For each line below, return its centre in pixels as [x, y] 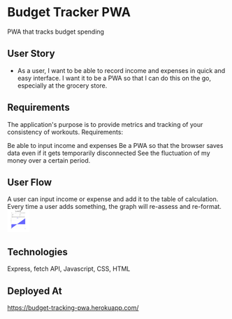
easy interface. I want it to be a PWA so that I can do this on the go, [114, 78]
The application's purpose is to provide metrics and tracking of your [105, 124]
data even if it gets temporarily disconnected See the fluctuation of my [109, 153]
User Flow [30, 182]
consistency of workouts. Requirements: [65, 132]
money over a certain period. [49, 160]
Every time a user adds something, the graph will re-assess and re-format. [115, 207]
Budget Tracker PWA [69, 12]
